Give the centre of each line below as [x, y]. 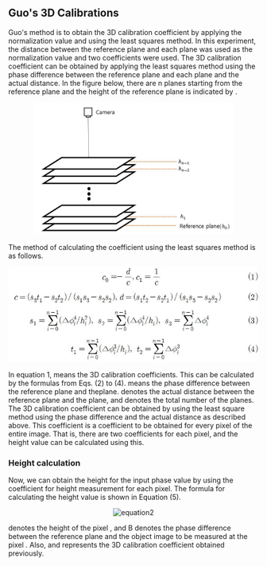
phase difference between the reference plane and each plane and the [124, 74]
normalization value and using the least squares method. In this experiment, [132, 41]
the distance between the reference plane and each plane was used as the [130, 49]
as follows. [26, 256]
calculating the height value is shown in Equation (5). [95, 498]
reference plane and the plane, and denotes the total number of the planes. [131, 400]
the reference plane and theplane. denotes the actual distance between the [132, 392]
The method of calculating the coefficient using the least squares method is [132, 248]
